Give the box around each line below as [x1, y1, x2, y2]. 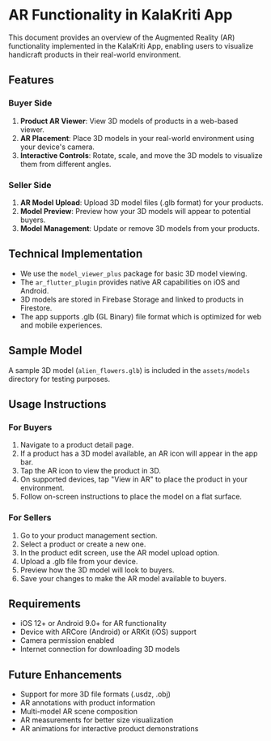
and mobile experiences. [19, 320, 103, 330]
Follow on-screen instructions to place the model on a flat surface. [19, 492, 243, 502]
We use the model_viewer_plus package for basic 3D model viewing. [19, 268, 248, 278]
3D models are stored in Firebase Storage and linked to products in [19, 294, 244, 304]
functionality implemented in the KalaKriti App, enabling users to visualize [8, 41, 254, 50]
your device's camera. [19, 142, 95, 152]
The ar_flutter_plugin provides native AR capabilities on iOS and [19, 277, 240, 287]
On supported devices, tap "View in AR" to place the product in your [19, 474, 248, 484]
